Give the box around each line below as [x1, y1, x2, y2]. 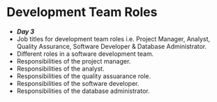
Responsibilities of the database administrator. [16, 87, 150, 95]
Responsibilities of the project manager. [16, 57, 131, 65]
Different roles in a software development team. [16, 50, 154, 58]
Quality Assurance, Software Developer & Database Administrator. [16, 42, 207, 50]
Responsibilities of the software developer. [16, 79, 140, 87]
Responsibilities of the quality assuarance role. [16, 71, 151, 80]
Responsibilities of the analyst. [16, 64, 105, 73]
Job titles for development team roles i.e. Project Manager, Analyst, [16, 34, 211, 43]
